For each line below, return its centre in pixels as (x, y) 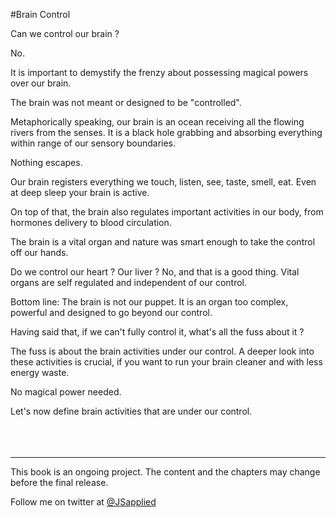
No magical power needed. (66, 392)
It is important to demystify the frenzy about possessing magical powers (159, 72)
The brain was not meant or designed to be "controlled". (126, 102)
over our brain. (41, 83)
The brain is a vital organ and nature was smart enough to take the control (163, 242)
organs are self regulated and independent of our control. (129, 282)
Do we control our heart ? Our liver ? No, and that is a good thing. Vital (155, 272)
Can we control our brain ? (65, 33)
